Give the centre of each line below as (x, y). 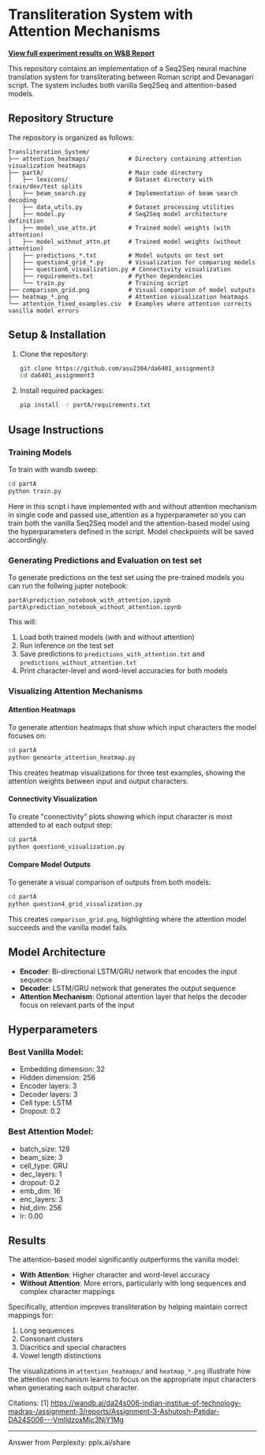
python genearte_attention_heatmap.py (72, 757)
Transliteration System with (101, 15)
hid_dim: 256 (41, 1207)
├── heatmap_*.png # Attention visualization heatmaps (128, 297)
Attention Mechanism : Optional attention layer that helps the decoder (133, 997)
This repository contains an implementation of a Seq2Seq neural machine (127, 68)
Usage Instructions (56, 430)
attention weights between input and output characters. (99, 781)
